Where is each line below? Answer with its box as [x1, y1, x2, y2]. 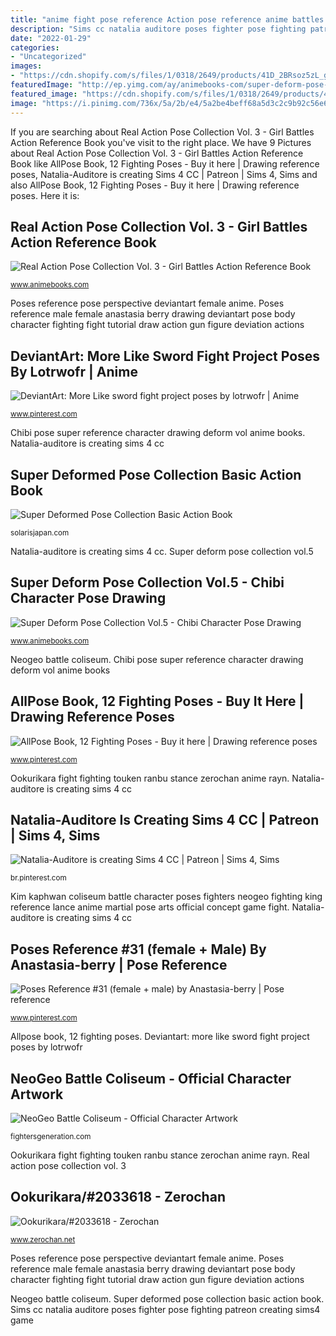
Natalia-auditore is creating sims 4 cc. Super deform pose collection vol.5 [10, 545, 314, 557]
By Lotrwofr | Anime [10, 363, 138, 380]
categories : [10, 42, 60, 53]
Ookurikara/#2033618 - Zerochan [10, 1189, 226, 1206]
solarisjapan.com [10, 527, 70, 538]
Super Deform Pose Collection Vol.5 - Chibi [10, 574, 285, 591]
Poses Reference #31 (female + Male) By [10, 941, 267, 958]
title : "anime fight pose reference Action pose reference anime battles [10, 14, 325, 25]
